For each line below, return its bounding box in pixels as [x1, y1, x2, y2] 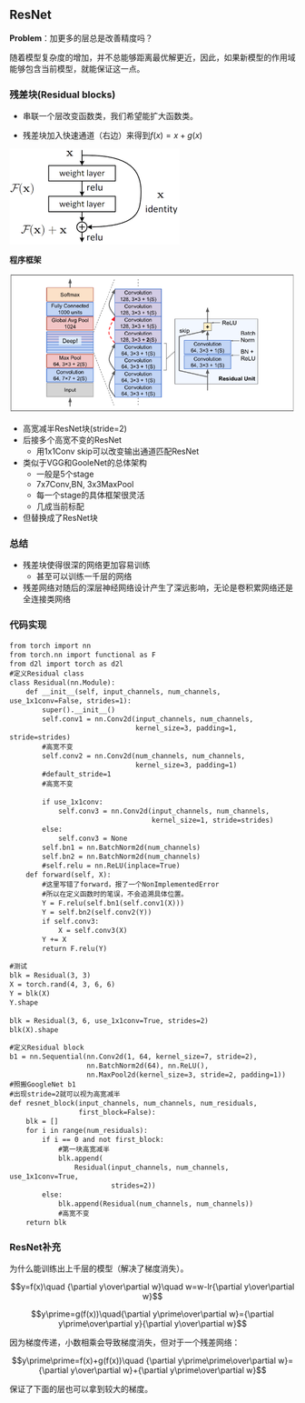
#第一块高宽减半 [57, 1145, 111, 1154]
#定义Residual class [9, 668, 84, 678]
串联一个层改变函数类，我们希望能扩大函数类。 [22, 111, 198, 122]
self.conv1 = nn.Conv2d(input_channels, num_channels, [42, 714, 254, 724]
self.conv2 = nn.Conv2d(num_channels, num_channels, [42, 751, 246, 760]
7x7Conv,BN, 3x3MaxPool [35, 479, 134, 489]
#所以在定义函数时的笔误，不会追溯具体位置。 [42, 889, 189, 898]
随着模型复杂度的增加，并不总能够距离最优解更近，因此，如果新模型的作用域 [9, 52, 296, 63]
